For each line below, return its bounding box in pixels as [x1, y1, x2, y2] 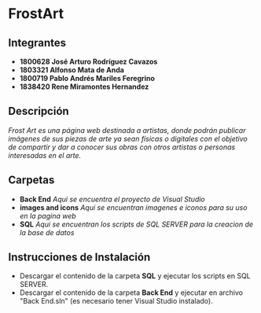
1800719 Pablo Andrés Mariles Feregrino [19, 74, 156, 83]
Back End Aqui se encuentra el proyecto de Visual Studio [19, 194, 206, 204]
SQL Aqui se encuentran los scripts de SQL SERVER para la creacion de [19, 219, 254, 229]
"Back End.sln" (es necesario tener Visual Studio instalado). [19, 296, 214, 306]
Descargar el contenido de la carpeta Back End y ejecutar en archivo [19, 288, 244, 297]
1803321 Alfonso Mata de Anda [19, 65, 124, 75]
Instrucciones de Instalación [8, 251, 151, 264]
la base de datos [19, 227, 75, 237]
